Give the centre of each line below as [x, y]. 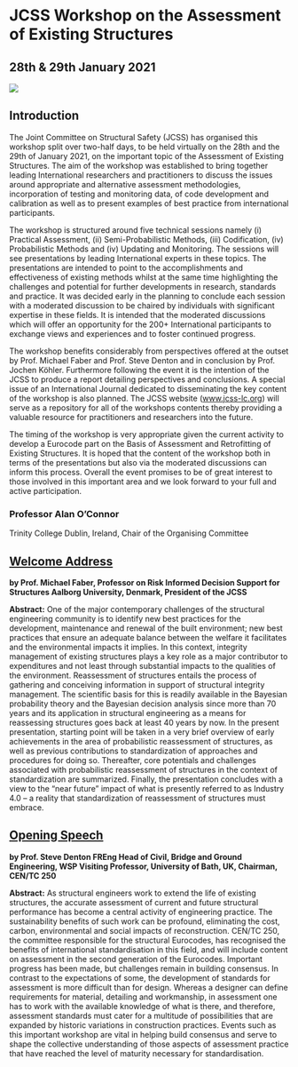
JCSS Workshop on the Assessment [145, 16]
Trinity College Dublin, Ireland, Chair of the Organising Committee [129, 533]
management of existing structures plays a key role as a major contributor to [149, 656]
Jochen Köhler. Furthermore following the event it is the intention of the [139, 370]
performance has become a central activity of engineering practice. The [141, 912]
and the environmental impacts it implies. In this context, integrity [129, 647]
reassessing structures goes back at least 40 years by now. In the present [144, 722]
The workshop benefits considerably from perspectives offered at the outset [149, 351]
